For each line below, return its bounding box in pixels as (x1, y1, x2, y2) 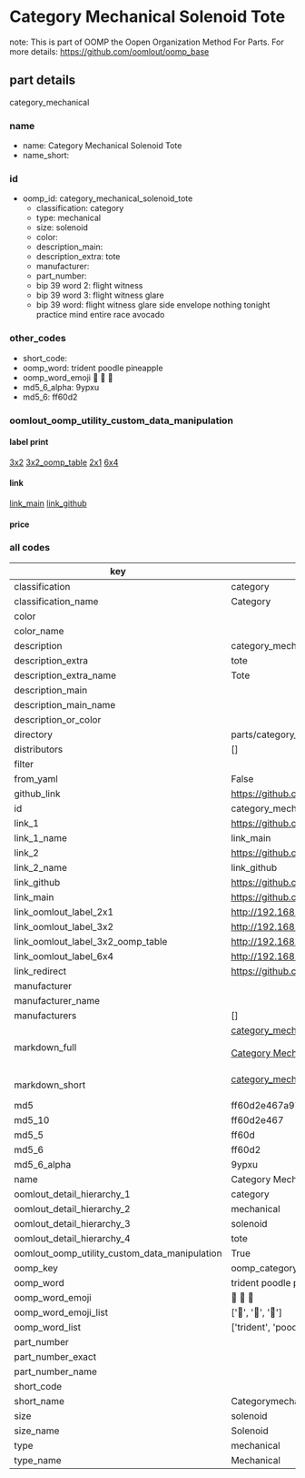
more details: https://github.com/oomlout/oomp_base (9, 46, 210, 56)
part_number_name (14, 1365, 97, 1378)
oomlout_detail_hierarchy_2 (14, 1202, 131, 1215)
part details (9, 73, 76, 88)
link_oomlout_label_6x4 (14, 949, 114, 962)
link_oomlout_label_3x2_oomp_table (14, 935, 168, 947)
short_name (14, 1394, 65, 1407)
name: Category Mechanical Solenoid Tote (22, 140, 182, 151)
